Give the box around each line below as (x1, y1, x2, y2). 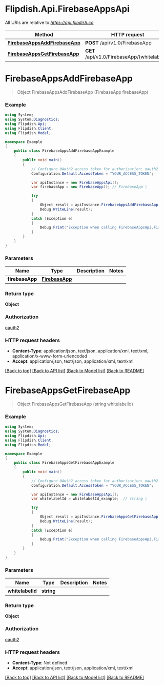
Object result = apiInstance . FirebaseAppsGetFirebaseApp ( (40, 514, 161, 519)
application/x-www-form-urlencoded (12, 353, 87, 359)
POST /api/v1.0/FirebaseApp (85, 39, 152, 46)
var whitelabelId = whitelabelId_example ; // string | (31, 497, 147, 501)
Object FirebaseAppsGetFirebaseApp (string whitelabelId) (17, 401, 133, 407)
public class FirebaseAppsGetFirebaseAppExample (14, 460, 115, 465)
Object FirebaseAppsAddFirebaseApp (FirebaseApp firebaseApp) (17, 89, 149, 95)
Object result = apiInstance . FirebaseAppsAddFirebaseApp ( (40, 203, 161, 208)
